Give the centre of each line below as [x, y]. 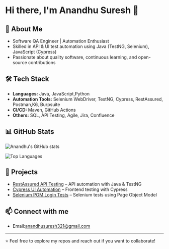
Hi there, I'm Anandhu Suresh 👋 [72, 10]
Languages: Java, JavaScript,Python [51, 93]
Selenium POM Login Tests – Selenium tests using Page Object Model [85, 195]
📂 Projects [22, 172]
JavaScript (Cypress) [34, 52]
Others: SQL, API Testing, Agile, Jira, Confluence [63, 115]
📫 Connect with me [37, 211]
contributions [42, 62]
